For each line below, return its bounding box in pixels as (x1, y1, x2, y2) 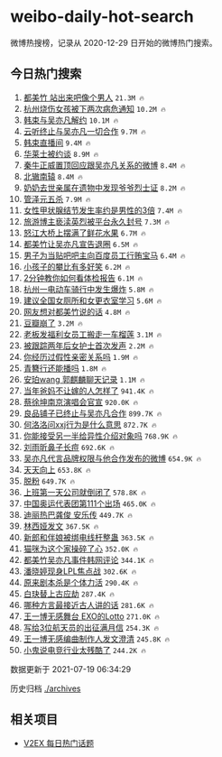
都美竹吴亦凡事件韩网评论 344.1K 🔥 (23, 554, 154, 565)
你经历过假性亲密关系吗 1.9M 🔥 (23, 351, 139, 362)
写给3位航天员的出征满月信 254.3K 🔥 (23, 622, 160, 632)
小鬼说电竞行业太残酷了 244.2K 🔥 (23, 644, 147, 655)
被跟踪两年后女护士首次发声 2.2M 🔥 (23, 340, 154, 351)
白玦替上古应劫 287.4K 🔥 (23, 588, 116, 599)
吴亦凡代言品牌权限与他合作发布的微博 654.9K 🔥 (23, 453, 202, 464)
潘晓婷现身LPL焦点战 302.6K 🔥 (23, 566, 137, 577)
